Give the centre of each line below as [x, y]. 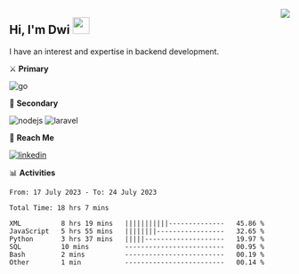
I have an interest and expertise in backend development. [114, 51]
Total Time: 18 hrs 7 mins [59, 208]
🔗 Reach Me [32, 137]
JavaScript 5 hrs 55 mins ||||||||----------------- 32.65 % [137, 231]
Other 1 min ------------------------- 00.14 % [137, 262]
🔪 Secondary [34, 103]
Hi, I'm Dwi [40, 30]
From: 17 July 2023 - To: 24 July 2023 [83, 192]
